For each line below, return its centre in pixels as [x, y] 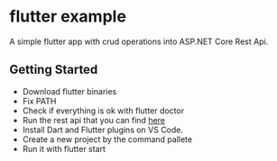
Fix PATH [39, 101]
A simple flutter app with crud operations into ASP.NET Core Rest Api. [139, 41]
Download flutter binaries [69, 91]
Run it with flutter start [64, 148]
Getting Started [54, 70]
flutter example [68, 17]
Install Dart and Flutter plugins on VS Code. [102, 130]
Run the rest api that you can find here [93, 120]
